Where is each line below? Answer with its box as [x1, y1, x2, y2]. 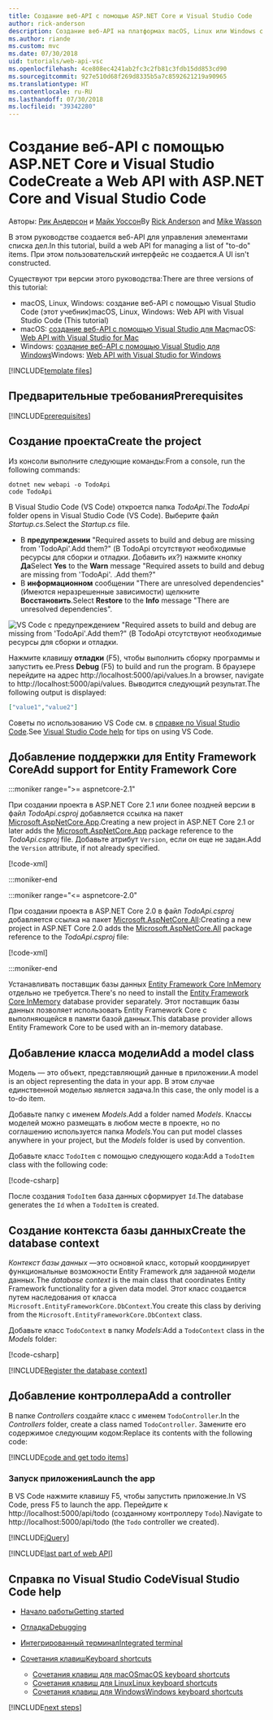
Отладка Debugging [19, 1622, 87, 1631]
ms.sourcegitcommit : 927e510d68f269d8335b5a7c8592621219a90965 [8, 72, 227, 81]
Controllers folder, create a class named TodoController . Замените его [8, 1419, 246, 1429]
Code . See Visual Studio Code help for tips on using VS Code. [8, 726, 214, 736]
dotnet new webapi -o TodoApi [8, 481, 111, 489]
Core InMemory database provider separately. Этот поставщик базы [8, 997, 240, 1007]
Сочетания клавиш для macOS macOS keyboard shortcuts [32, 1669, 230, 1679]
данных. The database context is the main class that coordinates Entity [8, 1275, 246, 1285]
